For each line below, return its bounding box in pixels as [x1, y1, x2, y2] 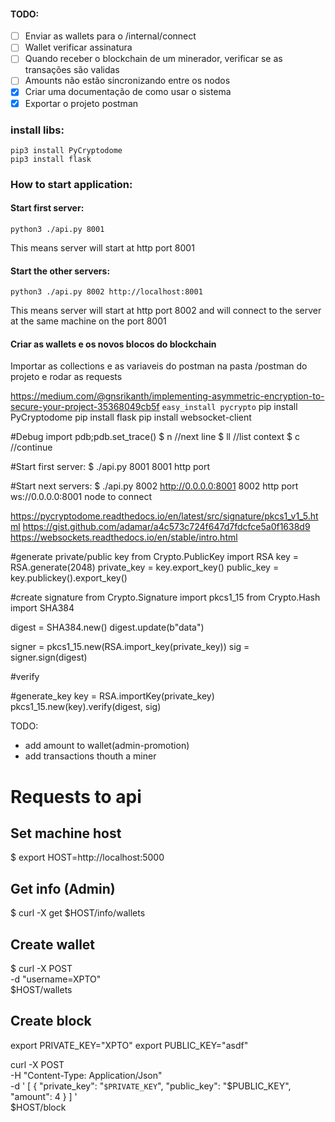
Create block [10, 1013, 92, 1030]
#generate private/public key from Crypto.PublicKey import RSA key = [10, 551, 300, 563]
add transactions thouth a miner [24, 750, 157, 762]
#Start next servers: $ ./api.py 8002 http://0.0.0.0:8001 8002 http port [10, 480, 299, 492]
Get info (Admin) [10, 880, 116, 897]
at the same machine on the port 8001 [10, 315, 167, 327]
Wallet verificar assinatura [24, 41, 133, 54]
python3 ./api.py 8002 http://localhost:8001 [10, 287, 203, 297]
